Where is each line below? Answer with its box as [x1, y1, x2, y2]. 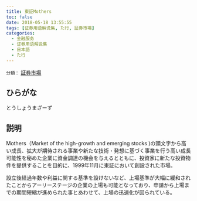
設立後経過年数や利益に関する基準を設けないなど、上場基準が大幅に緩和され [6, 174, 191, 182]
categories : [6, 30, 35, 36]
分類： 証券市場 [6, 69, 42, 76]
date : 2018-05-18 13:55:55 [6, 19, 72, 25]
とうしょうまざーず [6, 104, 53, 111]
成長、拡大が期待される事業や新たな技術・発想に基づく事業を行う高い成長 [11, 147, 191, 154]
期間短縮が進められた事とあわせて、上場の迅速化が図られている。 [16, 189, 175, 196]
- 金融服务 [11, 36, 35, 42]
